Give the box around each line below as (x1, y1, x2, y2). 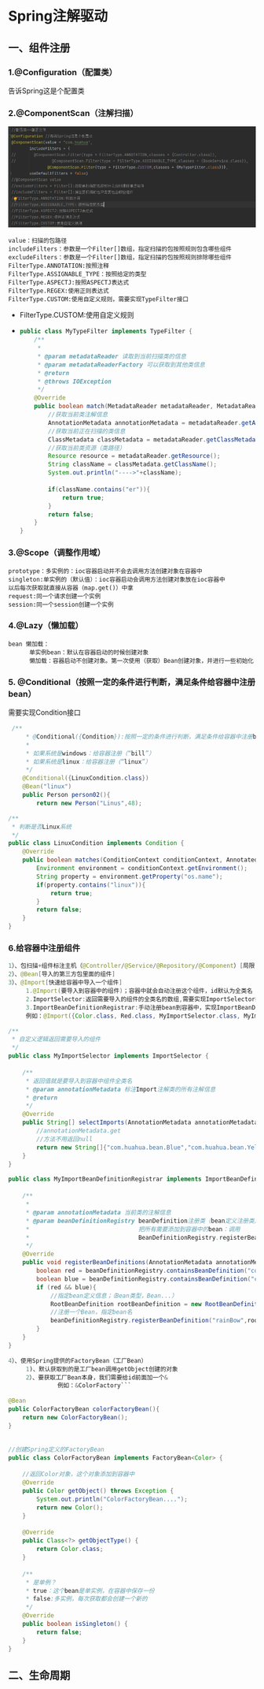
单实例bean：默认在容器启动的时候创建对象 (28, 648, 149, 657)
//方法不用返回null (36, 1135, 93, 1143)
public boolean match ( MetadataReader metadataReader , (34, 403, 214, 411)
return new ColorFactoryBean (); (22, 1414, 128, 1422)
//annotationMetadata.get (36, 1127, 122, 1135)
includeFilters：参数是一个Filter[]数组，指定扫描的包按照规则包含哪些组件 (8, 245, 232, 253)
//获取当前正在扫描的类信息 (48, 427, 126, 435)
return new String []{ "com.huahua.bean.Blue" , (36, 1144, 189, 1151)
